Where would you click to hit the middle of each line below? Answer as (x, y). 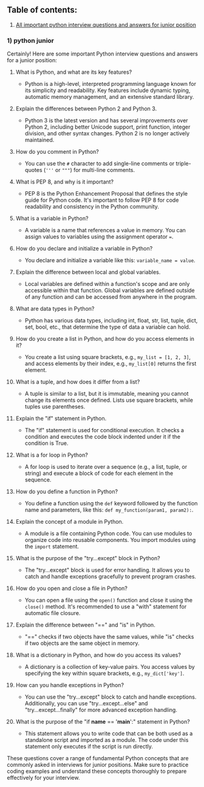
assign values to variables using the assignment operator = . (99, 237)
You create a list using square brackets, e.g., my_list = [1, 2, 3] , (107, 357)
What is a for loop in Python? (52, 455)
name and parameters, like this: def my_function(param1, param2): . (109, 510)
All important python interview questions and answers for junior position (106, 24)
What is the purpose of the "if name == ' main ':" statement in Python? (103, 722)
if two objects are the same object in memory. (82, 643)
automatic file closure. (53, 613)
